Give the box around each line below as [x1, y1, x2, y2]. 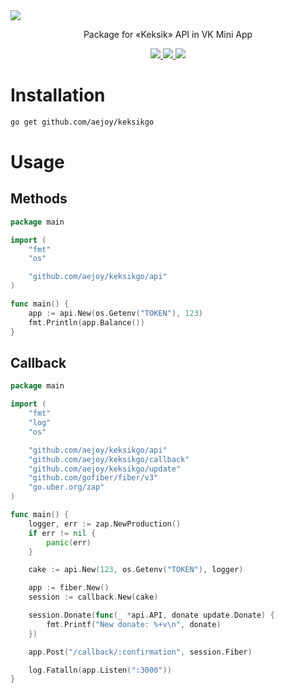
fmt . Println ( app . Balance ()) [28, 317, 145, 328]
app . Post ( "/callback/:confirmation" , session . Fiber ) [28, 647, 253, 657]
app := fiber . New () [28, 583, 110, 593]
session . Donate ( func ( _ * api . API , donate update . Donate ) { [28, 610, 275, 620]
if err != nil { [28, 528, 97, 538]
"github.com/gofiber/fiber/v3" [28, 473, 159, 483]
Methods [10, 190, 68, 208]
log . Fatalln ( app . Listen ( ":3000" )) [28, 665, 172, 675]
